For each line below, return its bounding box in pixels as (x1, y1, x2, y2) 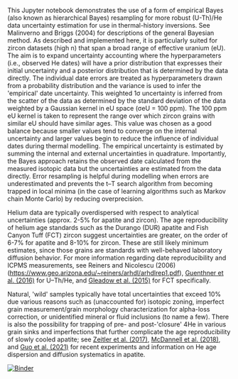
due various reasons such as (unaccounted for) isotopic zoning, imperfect (7, 297, 225, 306)
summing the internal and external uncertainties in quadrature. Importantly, (7, 149, 227, 158)
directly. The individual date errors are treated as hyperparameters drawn (7, 74, 222, 82)
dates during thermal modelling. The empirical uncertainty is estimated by (7, 142, 224, 150)
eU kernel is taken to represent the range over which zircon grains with (7, 111, 215, 120)
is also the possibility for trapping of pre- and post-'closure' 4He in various (7, 320, 227, 329)
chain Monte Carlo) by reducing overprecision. (7, 194, 144, 203)
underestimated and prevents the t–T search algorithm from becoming (7, 180, 213, 187)
